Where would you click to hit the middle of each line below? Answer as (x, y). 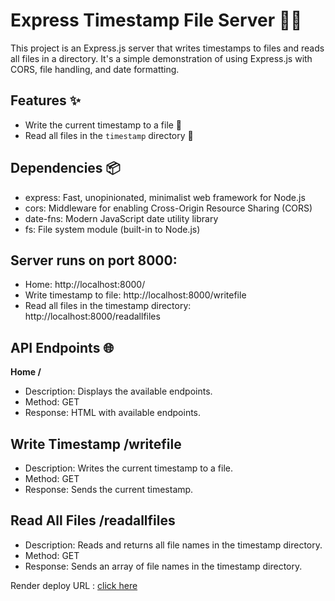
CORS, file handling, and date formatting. (95, 69)
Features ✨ (45, 100)
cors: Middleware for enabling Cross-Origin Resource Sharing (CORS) (168, 208)
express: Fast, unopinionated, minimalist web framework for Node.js (165, 197)
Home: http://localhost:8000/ (85, 285)
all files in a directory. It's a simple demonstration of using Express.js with (161, 58)
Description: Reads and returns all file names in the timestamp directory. (173, 545)
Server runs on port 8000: (94, 260)
